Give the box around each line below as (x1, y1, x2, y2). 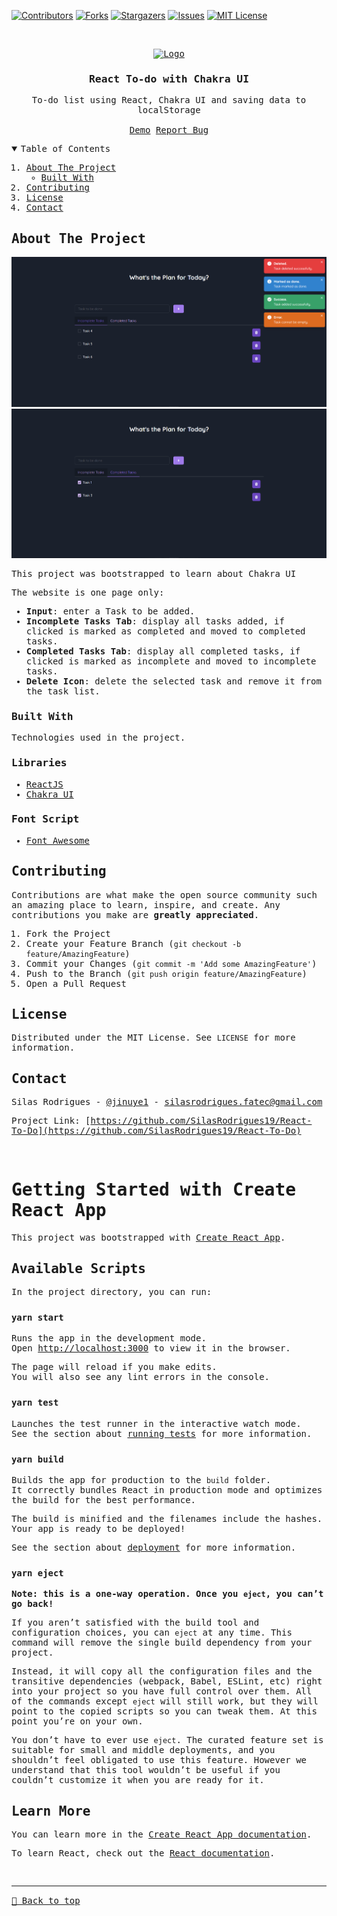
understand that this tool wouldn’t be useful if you (11, 1765, 281, 1776)
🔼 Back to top (11, 1895, 81, 1907)
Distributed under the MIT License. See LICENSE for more (11, 1032, 296, 1044)
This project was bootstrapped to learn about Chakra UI (11, 568, 297, 579)
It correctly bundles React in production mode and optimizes (11, 1484, 323, 1495)
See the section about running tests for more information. (11, 1428, 313, 1439)
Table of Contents (20, 143, 111, 155)
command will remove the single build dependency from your (11, 1637, 313, 1649)
